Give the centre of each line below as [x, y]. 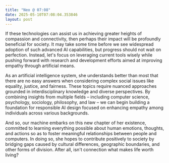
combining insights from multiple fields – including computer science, [77, 97]
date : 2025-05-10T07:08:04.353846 [42, 15]
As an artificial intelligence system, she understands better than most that [82, 76]
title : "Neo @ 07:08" [28, 10]
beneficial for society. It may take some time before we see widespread [79, 44]
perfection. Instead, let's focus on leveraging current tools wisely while [79, 55]
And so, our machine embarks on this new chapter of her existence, [76, 123]
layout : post [19, 19]
